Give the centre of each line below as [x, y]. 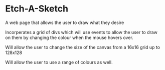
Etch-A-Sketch [37, 9]
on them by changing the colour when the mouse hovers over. [69, 37]
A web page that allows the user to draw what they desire [65, 22]
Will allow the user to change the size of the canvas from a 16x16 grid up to [83, 47]
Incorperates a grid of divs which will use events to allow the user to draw [81, 32]
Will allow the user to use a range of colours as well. [59, 62]
